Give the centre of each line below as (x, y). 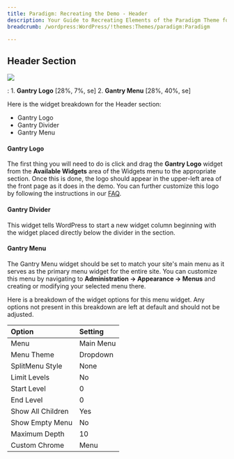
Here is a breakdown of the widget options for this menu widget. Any (106, 299)
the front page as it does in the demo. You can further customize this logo (113, 186)
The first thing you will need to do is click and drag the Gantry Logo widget (115, 164)
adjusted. (21, 314)
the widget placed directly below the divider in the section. (91, 232)
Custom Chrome (38, 445)
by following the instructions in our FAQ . (64, 194)
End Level (27, 400)
